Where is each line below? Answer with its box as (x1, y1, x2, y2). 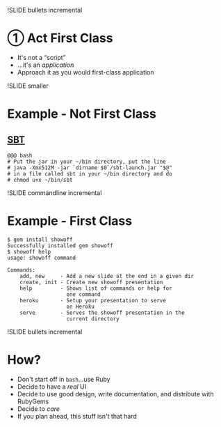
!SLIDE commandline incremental (7, 188, 102, 197)
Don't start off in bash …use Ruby (17, 375, 110, 383)
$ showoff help (7, 248, 51, 255)
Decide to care (17, 404, 60, 413)
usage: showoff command (7, 254, 76, 261)
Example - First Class (7, 213, 133, 229)
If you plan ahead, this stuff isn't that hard (17, 412, 138, 420)
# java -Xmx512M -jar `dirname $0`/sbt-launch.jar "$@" (7, 164, 172, 171)
